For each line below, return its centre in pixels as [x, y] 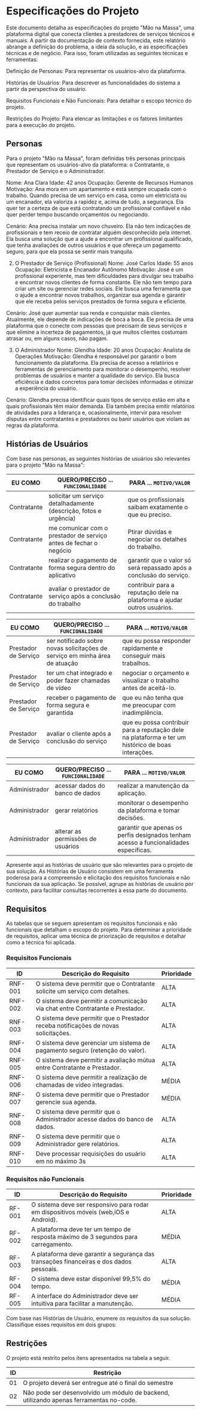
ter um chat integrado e [79, 673]
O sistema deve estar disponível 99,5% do [91, 1278]
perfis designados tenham [154, 835]
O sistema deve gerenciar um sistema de [93, 1042]
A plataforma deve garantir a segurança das [93, 1254]
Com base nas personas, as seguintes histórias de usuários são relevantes [98, 458]
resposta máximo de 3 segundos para [84, 1236]
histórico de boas [147, 745]
